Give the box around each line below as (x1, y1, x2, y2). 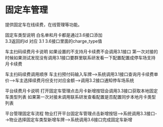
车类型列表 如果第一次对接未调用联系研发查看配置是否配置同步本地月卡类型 (5, 94, 156, 100)
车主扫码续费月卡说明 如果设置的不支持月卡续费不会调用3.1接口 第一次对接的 (5, 49, 158, 54)
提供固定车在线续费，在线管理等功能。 (5, 22, 82, 27)
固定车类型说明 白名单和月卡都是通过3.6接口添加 (5, 32, 102, 38)
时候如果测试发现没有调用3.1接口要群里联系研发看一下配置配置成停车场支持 (5, 54, 156, 60)
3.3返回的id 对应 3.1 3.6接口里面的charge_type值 (5, 38, 102, 44)
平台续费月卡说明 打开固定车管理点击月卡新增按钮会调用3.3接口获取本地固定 (5, 88, 158, 94)
